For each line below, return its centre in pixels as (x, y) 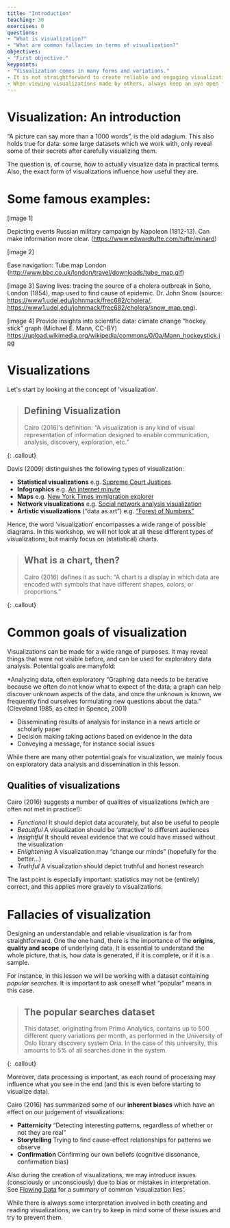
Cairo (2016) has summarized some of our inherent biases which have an (111, 1105)
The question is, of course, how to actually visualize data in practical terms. (114, 164)
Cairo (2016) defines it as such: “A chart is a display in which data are (122, 577)
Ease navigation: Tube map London (57, 265)
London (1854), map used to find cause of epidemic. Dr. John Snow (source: (115, 293)
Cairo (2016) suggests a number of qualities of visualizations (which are (108, 802)
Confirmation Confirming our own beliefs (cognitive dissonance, (108, 1155)
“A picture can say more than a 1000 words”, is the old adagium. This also (111, 136)
